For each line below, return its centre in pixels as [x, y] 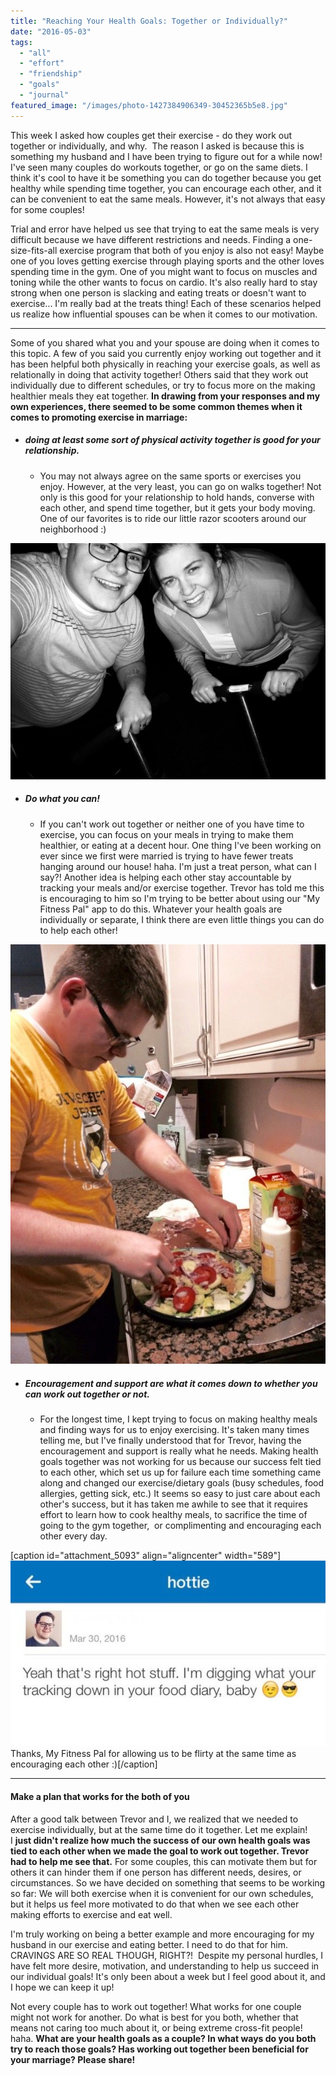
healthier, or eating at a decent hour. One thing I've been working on [180, 845]
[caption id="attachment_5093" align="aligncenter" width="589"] [146, 1556]
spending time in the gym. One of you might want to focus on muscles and [164, 271]
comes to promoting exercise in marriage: [99, 417]
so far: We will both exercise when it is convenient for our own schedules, [162, 1893]
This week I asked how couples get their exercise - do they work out [151, 135]
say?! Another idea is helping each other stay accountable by [165, 877]
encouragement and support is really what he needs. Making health [179, 1451]
